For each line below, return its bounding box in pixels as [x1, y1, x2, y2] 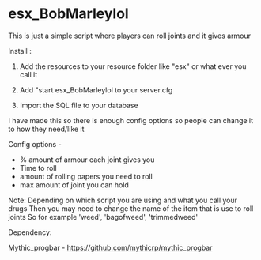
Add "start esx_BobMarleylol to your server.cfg [19, 85, 173, 95]
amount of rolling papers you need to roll [19, 171, 153, 181]
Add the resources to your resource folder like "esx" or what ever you [19, 61, 247, 71]
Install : [8, 46, 32, 55]
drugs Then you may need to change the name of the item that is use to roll [8, 203, 254, 213]
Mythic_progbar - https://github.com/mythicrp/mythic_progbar [8, 243, 213, 252]
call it [19, 70, 38, 79]
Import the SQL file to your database [19, 100, 138, 110]
